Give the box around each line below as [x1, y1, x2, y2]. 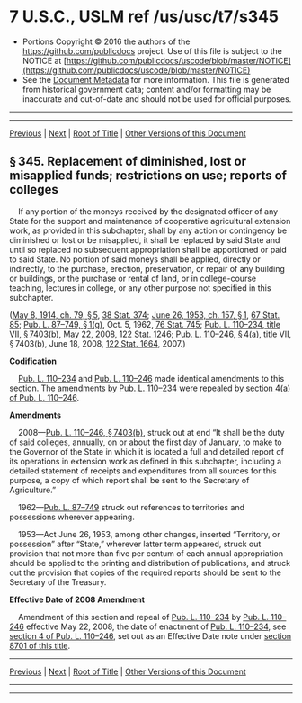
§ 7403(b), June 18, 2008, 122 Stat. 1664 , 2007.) [9, 338, 186, 348]
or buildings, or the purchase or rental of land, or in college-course [9, 273, 257, 284]
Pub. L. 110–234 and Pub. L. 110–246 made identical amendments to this [17, 373, 285, 383]
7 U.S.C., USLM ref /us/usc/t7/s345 [9, 6, 279, 27]
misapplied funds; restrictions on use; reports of [9, 168, 288, 184]
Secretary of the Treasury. [9, 576, 107, 587]
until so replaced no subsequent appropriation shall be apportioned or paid [9, 244, 287, 255]
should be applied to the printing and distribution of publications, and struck [9, 557, 290, 568]
